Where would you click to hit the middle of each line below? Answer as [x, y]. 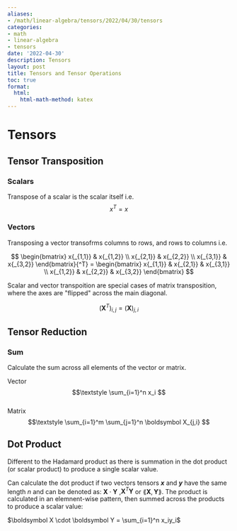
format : [19, 87]
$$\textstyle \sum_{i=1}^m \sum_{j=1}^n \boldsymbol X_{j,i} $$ [119, 422]
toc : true [22, 80]
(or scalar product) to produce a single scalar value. [83, 469]
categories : [25, 27]
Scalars [21, 181]
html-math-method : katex [57, 100]
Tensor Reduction [47, 332]
